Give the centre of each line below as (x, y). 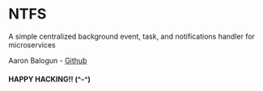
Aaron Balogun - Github (48, 60)
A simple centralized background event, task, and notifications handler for (131, 36)
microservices (32, 44)
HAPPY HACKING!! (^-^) (49, 79)
